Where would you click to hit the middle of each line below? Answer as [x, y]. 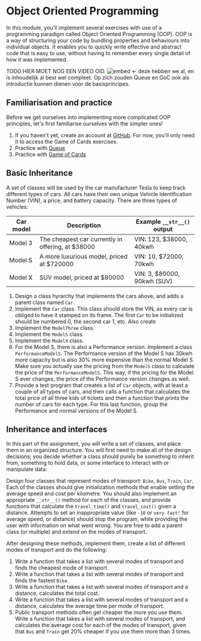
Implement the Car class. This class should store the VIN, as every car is [104, 309]
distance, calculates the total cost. [57, 593]
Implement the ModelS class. [49, 334]
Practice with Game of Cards [50, 154]
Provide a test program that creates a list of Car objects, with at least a [101, 385]
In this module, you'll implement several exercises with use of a [84, 28]
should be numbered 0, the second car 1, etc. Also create [86, 321]
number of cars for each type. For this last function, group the [91, 404]
